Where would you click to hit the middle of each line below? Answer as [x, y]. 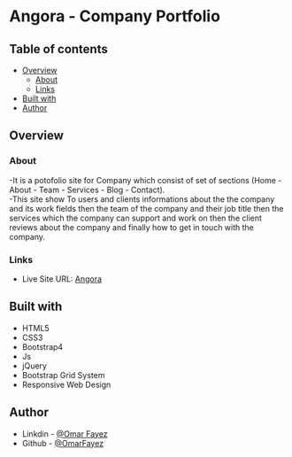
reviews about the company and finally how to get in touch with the [132, 227]
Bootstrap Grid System [63, 375]
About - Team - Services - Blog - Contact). [87, 190]
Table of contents [58, 49]
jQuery [34, 366]
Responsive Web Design [66, 384]
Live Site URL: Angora [62, 279]
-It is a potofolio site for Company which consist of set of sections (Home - [146, 180]
